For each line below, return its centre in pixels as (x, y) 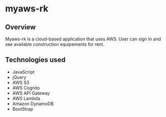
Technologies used (35, 60)
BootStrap (23, 109)
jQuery (19, 77)
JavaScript (23, 72)
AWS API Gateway (31, 93)
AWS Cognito (26, 88)
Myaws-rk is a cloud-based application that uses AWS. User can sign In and (83, 39)
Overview (21, 27)
